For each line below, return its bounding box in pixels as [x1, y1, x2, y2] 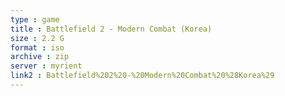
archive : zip [10, 52, 70, 62]
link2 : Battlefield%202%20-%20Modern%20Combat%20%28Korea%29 [10, 71, 275, 81]
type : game [10, 14, 60, 25]
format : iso [10, 42, 65, 53]
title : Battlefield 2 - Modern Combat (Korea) [10, 24, 213, 34]
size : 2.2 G [10, 33, 65, 43]
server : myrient [10, 61, 83, 71]
